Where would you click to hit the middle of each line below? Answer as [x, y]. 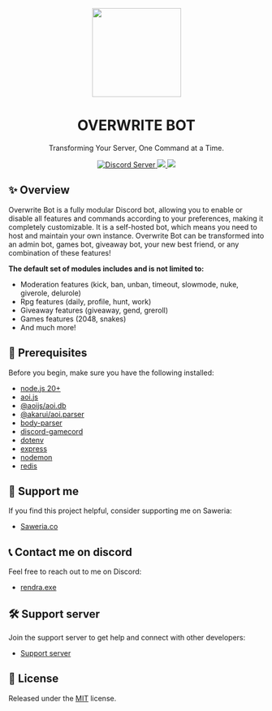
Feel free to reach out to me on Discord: [75, 571]
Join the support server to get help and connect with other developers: [127, 638]
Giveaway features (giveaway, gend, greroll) [94, 310]
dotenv [32, 440]
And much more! [48, 327]
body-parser [41, 423]
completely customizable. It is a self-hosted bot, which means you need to [133, 226]
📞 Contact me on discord [70, 552]
